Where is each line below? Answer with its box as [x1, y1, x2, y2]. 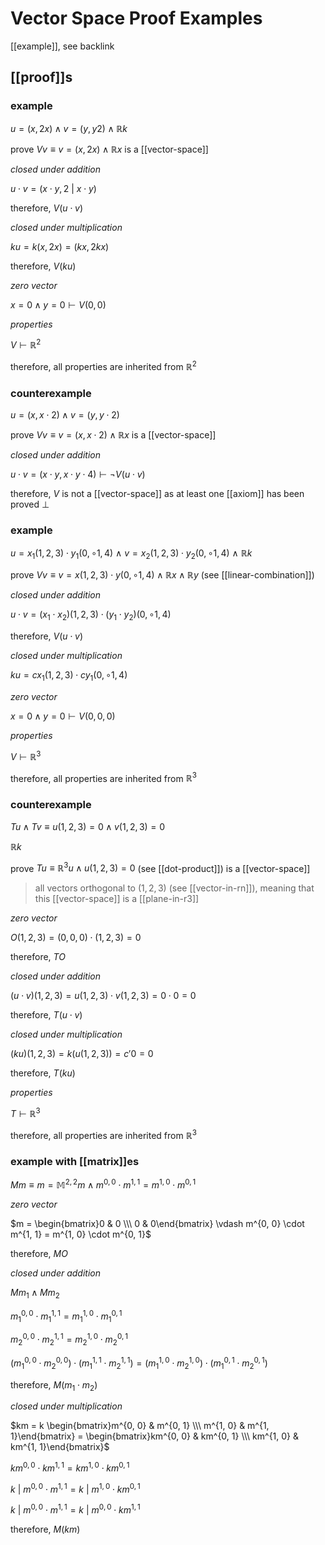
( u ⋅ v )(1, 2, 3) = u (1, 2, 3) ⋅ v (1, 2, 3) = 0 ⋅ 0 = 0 [10, 990, 197, 1002]
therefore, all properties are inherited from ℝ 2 [10, 359, 197, 372]
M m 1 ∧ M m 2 [10, 1287, 60, 1301]
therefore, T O [10, 951, 66, 963]
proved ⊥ [10, 498, 50, 511]
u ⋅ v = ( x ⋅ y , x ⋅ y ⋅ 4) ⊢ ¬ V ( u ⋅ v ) [10, 468, 146, 481]
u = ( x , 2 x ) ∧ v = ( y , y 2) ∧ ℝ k [10, 122, 128, 134]
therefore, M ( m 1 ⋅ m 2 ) [10, 1378, 98, 1393]
